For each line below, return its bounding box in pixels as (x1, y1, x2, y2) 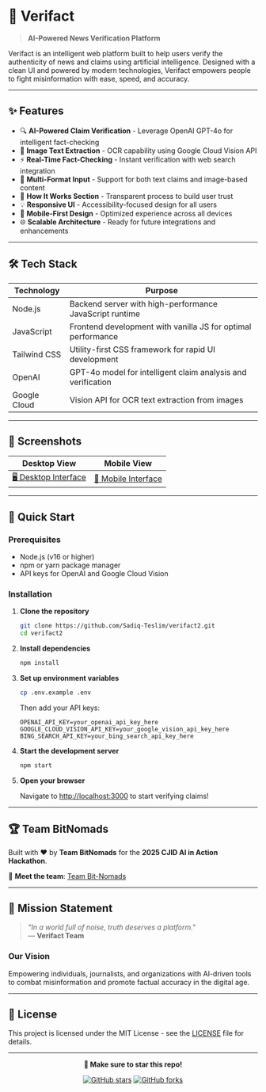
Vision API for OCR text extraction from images (70, 394, 244, 405)
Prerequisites (8, 534, 61, 545)
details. (8, 1037, 32, 1047)
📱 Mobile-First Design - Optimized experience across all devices (19, 208, 233, 218)
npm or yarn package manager (19, 560, 121, 570)
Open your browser (19, 776, 85, 785)
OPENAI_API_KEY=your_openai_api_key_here (19, 718, 158, 726)
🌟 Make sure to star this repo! (83, 1060, 183, 1069)
